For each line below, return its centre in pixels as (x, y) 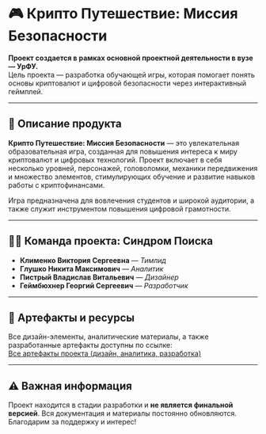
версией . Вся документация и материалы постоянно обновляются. (123, 413)
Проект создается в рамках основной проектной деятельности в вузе (131, 58)
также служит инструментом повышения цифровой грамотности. (120, 208)
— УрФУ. (23, 66)
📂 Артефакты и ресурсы (72, 317)
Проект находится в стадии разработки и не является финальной (121, 405)
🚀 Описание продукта (65, 124)
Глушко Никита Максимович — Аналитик (91, 268)
